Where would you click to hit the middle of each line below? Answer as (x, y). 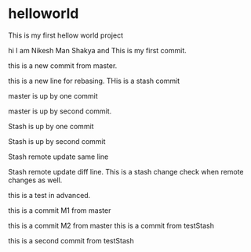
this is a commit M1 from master (60, 210)
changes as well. (35, 180)
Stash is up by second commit (57, 141)
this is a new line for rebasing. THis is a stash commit (94, 81)
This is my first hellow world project (66, 35)
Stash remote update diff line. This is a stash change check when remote (126, 171)
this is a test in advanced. (49, 195)
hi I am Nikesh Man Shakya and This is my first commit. (97, 50)
